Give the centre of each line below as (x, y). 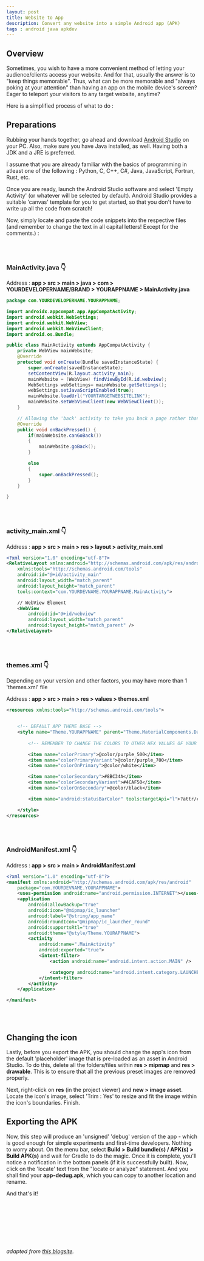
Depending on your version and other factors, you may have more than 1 (97, 681)
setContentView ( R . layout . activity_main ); (81, 373)
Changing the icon (42, 1037)
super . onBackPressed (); (69, 474)
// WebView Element (42, 603)
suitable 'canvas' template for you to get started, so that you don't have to (99, 202)
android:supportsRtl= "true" (63, 927)
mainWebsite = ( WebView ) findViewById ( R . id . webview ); (97, 379)
